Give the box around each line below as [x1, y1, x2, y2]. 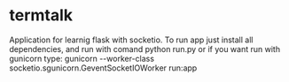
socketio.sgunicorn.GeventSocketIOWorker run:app [9, 63, 198, 73]
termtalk [9, 5, 74, 26]
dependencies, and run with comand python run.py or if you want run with [9, 43, 281, 54]
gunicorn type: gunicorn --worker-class [9, 53, 155, 63]
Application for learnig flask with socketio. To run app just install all [9, 34, 254, 45]
